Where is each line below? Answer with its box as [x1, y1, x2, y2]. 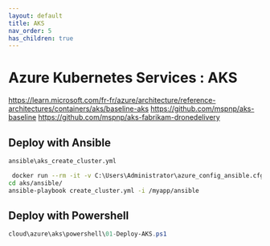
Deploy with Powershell [8, 208, 129, 222]
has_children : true [8, 34, 74, 43]
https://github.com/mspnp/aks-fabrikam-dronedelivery [38, 113, 221, 122]
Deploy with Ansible [8, 136, 111, 150]
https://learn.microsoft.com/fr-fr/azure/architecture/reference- [8, 96, 216, 105]
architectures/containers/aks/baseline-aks [8, 104, 149, 113]
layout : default [8, 11, 63, 20]
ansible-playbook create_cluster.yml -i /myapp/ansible [8, 187, 199, 195]
